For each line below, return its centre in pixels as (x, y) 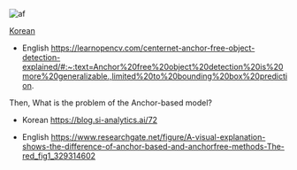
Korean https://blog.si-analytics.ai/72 (89, 120)
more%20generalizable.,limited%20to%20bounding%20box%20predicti (155, 76)
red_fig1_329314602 (58, 156)
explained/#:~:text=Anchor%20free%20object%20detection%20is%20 (152, 67)
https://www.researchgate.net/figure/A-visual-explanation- (158, 137)
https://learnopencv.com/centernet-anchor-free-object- (153, 48)
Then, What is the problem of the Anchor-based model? (110, 103)
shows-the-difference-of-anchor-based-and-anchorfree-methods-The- (153, 147)
